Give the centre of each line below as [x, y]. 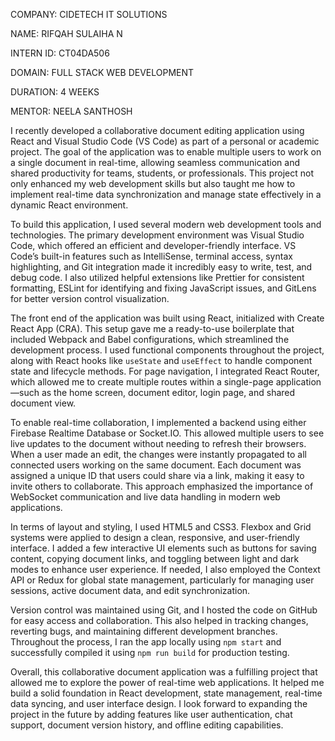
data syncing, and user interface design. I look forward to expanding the [159, 703]
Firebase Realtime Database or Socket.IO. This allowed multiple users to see [167, 433]
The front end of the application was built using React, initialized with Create [167, 318]
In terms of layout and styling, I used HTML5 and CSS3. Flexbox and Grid [161, 527]
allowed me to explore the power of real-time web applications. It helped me [167, 682]
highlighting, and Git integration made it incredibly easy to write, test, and [161, 267]
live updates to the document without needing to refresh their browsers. [158, 443]
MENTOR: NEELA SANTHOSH [71, 111]
